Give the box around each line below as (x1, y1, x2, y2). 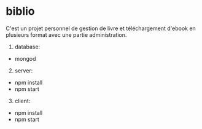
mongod (14, 55, 36, 62)
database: (14, 43, 41, 50)
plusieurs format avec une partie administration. (6, 31, 127, 38)
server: (14, 66, 33, 74)
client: (14, 97, 31, 104)
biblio (6, 4, 35, 18)
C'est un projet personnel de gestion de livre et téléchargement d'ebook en (6, 25, 196, 32)
